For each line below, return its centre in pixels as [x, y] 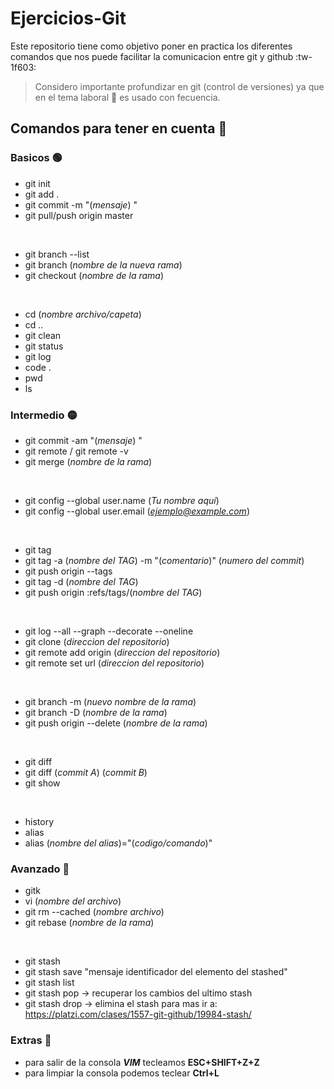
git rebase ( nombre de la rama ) [89, 923]
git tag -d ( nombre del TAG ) [81, 581]
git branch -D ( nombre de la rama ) [96, 712]
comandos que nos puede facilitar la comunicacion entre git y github [152, 56]
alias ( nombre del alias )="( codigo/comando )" [118, 843]
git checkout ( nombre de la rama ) [94, 275]
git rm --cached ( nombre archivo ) [94, 912]
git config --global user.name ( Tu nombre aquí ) [122, 500]
